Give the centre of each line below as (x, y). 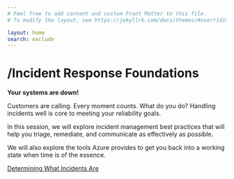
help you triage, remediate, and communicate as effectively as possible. (110, 134)
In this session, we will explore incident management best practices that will (116, 127)
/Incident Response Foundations (103, 73)
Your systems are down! (43, 93)
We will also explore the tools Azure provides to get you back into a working (116, 148)
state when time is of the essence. (56, 155)
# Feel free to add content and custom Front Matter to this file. (107, 14)
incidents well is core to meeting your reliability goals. (84, 113)
